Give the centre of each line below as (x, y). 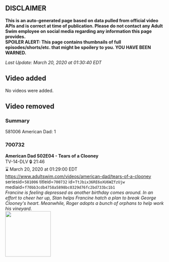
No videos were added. (30, 90)
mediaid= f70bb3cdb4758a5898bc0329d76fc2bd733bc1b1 (60, 187)
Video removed (30, 106)
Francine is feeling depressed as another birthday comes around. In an (79, 192)
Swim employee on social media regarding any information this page (79, 31)
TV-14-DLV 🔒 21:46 (25, 162)
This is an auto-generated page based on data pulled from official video (82, 20)
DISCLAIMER (26, 8)
